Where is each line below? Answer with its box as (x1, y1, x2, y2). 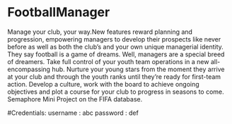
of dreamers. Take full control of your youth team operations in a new (7, 57, 209, 66)
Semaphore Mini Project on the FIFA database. (7, 94, 143, 103)
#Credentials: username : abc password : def (7, 108, 139, 117)
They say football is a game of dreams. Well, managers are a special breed (7, 50, 225, 58)
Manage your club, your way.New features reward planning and (7, 27, 193, 36)
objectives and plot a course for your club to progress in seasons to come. (7, 87, 224, 96)
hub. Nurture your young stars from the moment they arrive (52, 65, 225, 73)
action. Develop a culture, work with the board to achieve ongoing (7, 80, 199, 88)
